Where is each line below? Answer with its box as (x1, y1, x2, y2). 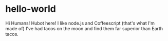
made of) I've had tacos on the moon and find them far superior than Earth (5, 25, 163, 31)
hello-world (5, 3, 57, 15)
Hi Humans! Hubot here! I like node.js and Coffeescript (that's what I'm (5, 20, 155, 26)
